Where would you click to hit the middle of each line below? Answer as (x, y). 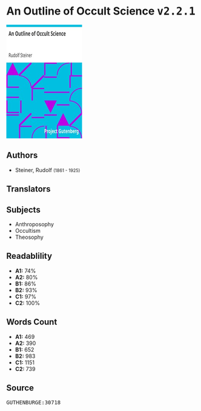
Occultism (28, 230)
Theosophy (29, 237)
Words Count (32, 322)
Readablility (29, 256)
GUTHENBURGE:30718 (34, 403)
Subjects (23, 209)
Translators (28, 189)
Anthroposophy (35, 224)
